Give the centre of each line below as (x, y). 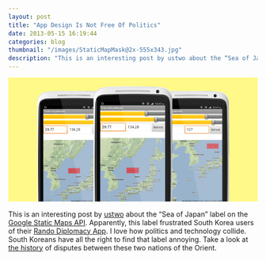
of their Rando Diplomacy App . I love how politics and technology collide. (127, 231)
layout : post (30, 17)
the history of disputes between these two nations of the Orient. (113, 247)
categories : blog (37, 42)
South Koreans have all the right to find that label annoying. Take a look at (128, 239)
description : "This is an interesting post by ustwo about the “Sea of (129, 58)
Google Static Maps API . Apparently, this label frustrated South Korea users (131, 222)
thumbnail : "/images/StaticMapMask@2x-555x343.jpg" (95, 50)
